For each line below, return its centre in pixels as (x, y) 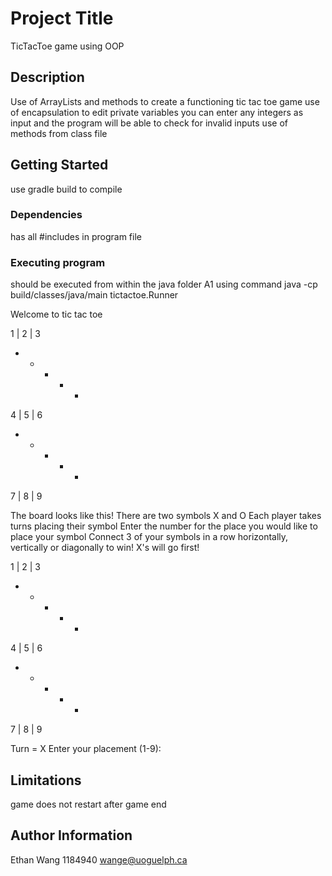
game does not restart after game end (88, 804)
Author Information (71, 835)
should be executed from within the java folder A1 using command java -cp (164, 284)
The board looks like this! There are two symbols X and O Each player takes (166, 516)
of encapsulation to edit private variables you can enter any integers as (157, 112)
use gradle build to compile (66, 189)
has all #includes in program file (76, 236)
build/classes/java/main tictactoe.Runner (94, 295)
